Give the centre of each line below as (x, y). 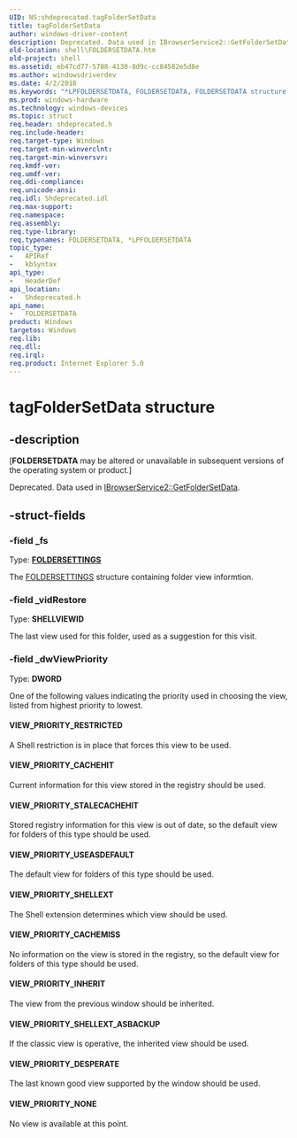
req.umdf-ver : (35, 174)
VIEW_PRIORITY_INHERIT (57, 984)
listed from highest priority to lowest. (76, 705)
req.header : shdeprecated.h (61, 125)
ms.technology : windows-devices (69, 108)
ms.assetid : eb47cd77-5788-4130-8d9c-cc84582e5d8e (104, 67)
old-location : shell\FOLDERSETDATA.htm (83, 50)
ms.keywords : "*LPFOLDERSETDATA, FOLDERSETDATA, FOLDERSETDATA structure (148, 91)
